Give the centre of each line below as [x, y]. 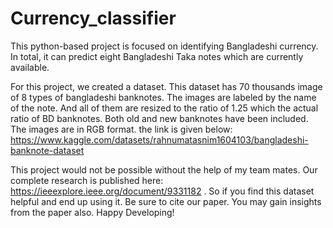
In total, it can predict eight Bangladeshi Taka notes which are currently [157, 56]
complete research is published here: [87, 180]
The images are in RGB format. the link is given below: [121, 129]
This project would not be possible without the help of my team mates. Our [164, 169]
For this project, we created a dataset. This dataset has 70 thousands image [166, 86]
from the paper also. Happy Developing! [92, 212]
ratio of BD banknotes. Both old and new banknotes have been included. [159, 118]
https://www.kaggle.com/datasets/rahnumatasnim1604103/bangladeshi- [159, 139]
